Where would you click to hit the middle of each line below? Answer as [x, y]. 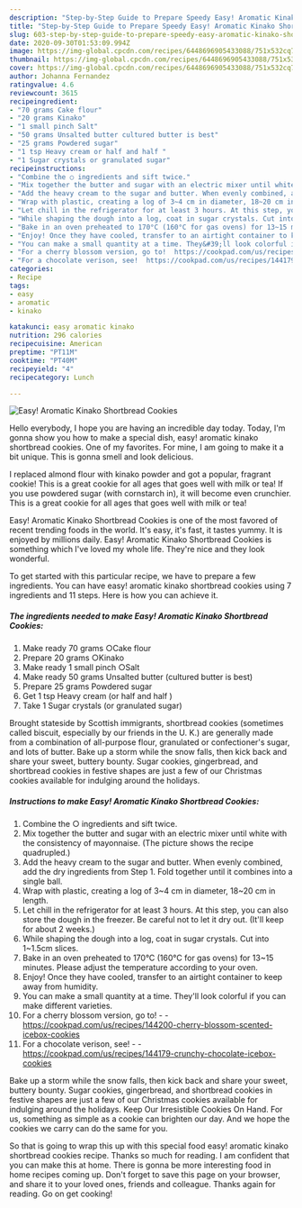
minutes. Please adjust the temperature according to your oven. [140, 967]
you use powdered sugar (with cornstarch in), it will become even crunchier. [151, 494]
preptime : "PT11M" [44, 352]
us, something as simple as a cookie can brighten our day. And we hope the [150, 1119]
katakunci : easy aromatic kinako [72, 327]
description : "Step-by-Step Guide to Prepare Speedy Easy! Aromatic [140, 18]
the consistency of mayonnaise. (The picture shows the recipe [138, 843]
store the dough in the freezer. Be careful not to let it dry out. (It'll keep [153, 920]
